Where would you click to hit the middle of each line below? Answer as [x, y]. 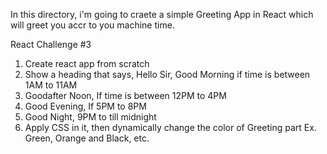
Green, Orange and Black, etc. [87, 138]
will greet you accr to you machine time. [92, 25]
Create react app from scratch [87, 63]
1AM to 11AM [51, 85]
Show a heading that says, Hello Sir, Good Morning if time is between [167, 74]
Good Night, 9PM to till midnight [90, 117]
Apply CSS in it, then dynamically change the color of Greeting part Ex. [170, 127]
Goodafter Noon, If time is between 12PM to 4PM [125, 95]
